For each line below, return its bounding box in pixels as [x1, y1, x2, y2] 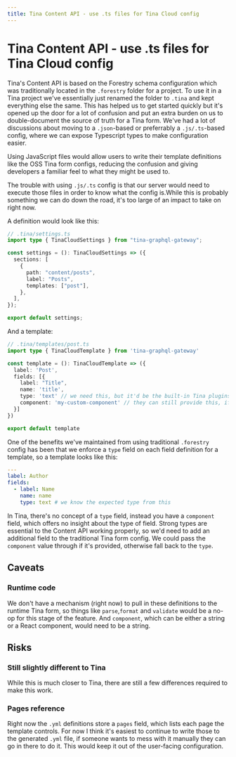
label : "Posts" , [25, 276, 74, 283]
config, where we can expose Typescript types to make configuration [7, 131, 209, 139]
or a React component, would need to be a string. [7, 621, 151, 630]
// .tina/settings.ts [7, 230, 71, 238]
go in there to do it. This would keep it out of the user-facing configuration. [7, 742, 223, 751]
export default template [7, 425, 80, 432]
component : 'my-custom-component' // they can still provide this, [20, 399, 221, 406]
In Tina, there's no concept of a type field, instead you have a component [7, 511, 215, 520]
